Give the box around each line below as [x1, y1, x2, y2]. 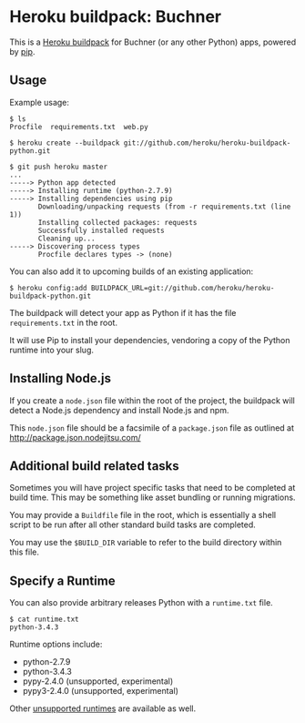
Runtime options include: [9, 639, 103, 650]
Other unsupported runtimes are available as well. [9, 703, 197, 714]
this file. [9, 546, 39, 557]
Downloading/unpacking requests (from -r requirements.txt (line [37, 202, 291, 211]
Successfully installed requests [37, 226, 166, 235]
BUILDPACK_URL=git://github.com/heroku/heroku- [90, 283, 275, 292]
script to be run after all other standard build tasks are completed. [9, 519, 257, 530]
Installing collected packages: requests [37, 218, 198, 227]
